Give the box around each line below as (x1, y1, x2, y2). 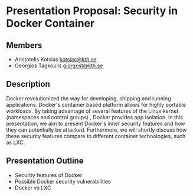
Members (6, 40, 42, 50)
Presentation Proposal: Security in (6, 4, 178, 18)
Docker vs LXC (14, 184, 51, 191)
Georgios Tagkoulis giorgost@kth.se (14, 62, 103, 69)
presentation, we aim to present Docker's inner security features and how (6, 120, 185, 127)
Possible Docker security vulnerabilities (14, 178, 111, 185)
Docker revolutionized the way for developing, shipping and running (6, 94, 171, 102)
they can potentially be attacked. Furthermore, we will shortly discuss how (6, 126, 187, 133)
